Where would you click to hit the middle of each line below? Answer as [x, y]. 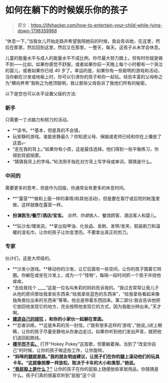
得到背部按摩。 [28, 155]
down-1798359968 [37, 31]
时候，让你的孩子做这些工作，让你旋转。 [65, 350]
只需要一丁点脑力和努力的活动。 [38, 120]
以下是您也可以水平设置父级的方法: [41, 94]
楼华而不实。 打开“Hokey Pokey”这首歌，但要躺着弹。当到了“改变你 [82, 344]
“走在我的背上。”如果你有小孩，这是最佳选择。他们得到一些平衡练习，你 [85, 149]
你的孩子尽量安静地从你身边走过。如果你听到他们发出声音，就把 [91, 331]
